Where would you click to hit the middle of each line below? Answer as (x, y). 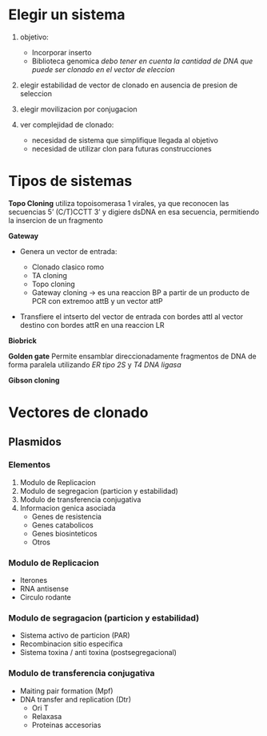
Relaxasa (47, 716)
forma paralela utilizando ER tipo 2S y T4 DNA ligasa (95, 364)
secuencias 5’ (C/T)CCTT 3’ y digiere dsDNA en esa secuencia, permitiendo (134, 212)
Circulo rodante (46, 597)
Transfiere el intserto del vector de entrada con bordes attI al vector (132, 316)
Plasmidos (35, 442)
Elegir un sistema (67, 15)
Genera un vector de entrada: (68, 251)
